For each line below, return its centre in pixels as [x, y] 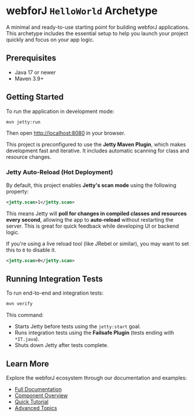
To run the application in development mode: [60, 111]
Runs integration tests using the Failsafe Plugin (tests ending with [94, 333]
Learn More [28, 364]
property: [17, 191]
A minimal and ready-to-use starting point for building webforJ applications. [98, 27]
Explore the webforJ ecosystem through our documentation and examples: [97, 378]
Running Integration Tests [54, 278]
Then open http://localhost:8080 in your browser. [66, 133]
